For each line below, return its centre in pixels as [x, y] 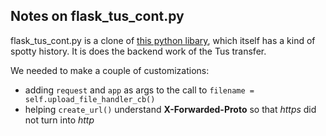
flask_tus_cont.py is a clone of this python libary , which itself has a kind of [163, 40]
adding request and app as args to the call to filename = [139, 90]
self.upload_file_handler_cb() [90, 99]
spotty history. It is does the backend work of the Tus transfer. [138, 51]
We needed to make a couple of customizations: [110, 70]
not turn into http [59, 120]
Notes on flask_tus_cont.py [97, 16]
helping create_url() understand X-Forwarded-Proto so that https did [170, 109]
